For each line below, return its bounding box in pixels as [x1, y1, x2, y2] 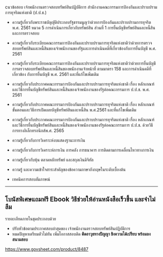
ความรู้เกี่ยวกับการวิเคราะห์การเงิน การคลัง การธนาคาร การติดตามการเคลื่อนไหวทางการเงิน [12, 147, 154, 153]
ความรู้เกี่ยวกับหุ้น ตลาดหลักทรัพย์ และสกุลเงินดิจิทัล [12, 157, 94, 163]
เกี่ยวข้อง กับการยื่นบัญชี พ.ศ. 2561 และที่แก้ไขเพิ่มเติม [12, 72, 99, 77]
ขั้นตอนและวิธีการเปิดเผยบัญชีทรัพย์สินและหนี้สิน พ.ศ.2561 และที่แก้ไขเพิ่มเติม [12, 107, 137, 112]
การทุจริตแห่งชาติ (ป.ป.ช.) [5, 10, 47, 15]
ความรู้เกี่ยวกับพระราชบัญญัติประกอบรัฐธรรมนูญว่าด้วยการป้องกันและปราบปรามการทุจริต [12, 19, 151, 25]
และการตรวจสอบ [12, 30, 40, 36]
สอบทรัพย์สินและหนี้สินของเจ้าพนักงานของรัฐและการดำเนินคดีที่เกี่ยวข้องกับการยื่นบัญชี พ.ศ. [12, 46, 157, 51]
